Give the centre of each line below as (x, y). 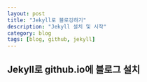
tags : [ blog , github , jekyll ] (51, 40)
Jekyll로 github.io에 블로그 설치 (74, 69)
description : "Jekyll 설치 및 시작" (57, 26)
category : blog (29, 33)
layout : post (26, 14)
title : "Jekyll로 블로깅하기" (47, 20)
